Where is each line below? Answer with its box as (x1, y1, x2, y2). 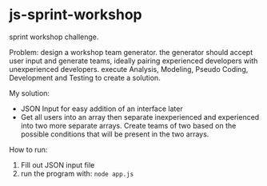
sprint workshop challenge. (9, 32, 99, 42)
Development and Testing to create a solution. (9, 73, 161, 82)
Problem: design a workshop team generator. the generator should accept (9, 47, 253, 57)
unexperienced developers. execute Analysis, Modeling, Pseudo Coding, (9, 64, 249, 73)
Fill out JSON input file (20, 160, 95, 169)
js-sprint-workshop (9, 6, 142, 24)
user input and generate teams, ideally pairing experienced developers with (9, 56, 258, 65)
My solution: (9, 88, 50, 97)
